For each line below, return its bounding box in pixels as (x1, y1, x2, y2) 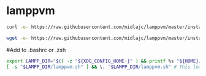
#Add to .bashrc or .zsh (6, 46, 66, 53)
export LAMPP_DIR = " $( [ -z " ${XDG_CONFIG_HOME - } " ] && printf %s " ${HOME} (6, 58, 199, 64)
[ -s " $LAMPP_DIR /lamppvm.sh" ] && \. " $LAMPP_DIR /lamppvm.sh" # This (6, 64, 191, 70)
